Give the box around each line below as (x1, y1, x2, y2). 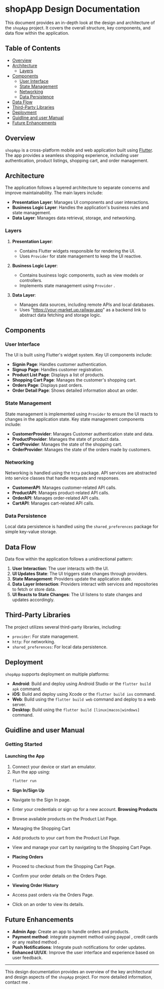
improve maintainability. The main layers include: (5, 190, 103, 196)
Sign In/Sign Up (12, 787, 45, 793)
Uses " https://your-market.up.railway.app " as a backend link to (19, 306, 146, 312)
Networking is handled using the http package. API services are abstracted (5, 470, 157, 476)
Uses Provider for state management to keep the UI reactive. (19, 253, 143, 259)
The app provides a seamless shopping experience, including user (5, 152, 139, 158)
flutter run (12, 779, 37, 784)
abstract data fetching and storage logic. (19, 312, 102, 318)
